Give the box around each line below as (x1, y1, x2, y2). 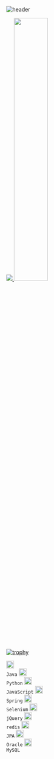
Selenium (6, 706, 29, 713)
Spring (6, 698, 23, 704)
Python (6, 680, 23, 686)
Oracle (6, 742, 23, 748)
